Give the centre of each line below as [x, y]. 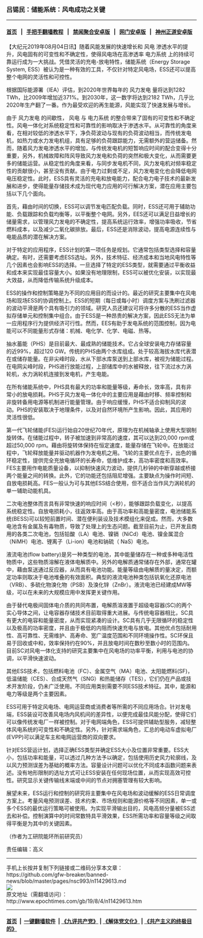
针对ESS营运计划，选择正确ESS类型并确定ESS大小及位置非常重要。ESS [95, 749]
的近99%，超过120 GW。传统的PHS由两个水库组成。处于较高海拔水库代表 [99, 351]
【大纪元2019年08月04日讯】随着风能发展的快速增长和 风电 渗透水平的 [95, 46]
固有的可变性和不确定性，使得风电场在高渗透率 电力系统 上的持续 [108, 54]
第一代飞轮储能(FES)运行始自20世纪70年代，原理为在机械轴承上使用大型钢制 [101, 430]
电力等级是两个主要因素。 [38, 694]
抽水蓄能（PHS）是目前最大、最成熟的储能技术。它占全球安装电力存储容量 [99, 343]
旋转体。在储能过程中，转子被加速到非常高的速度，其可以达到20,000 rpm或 [100, 437]
